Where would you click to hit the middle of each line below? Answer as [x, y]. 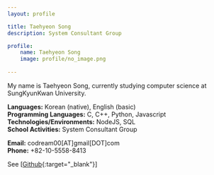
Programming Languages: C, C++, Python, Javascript [87, 114]
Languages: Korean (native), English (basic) [72, 107]
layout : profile [31, 14]
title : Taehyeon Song [39, 26]
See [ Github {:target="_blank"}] [52, 164]
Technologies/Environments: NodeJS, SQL [72, 121]
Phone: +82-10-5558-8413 [47, 150]
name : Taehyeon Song [50, 53]
